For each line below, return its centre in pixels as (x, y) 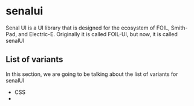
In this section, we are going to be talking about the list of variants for (92, 74)
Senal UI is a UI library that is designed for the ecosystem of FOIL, (88, 28)
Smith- (179, 28)
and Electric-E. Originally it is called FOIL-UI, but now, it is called (98, 34)
